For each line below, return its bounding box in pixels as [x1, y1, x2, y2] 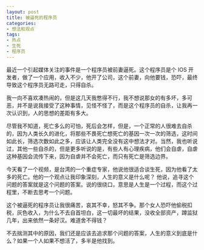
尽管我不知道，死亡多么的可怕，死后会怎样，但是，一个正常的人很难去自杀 [6, 122, 192, 130]
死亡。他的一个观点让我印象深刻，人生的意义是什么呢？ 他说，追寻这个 [16, 173, 194, 180]
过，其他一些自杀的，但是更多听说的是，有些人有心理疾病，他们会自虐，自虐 [6, 145, 198, 152]
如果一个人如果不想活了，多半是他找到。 [16, 237, 118, 244]
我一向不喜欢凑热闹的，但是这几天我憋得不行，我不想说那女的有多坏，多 [6, 94, 187, 101]
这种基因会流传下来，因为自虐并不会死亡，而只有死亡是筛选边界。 [6, 153, 171, 160]
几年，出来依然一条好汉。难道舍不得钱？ [6, 217, 107, 224]
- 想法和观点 [6, 26, 35, 32]
